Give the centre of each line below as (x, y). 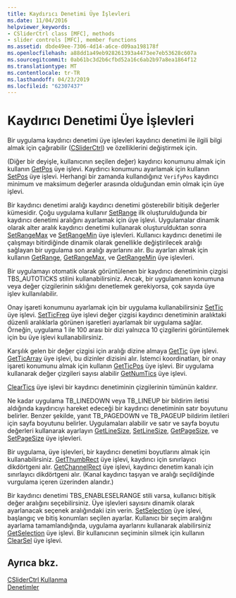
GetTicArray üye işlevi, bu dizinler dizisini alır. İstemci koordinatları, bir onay (117, 359)
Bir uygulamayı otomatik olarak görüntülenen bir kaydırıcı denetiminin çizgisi (118, 271)
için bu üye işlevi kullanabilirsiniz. (55, 337)
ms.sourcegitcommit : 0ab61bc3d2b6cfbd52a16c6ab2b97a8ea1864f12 (102, 60)
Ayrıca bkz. (33, 562)
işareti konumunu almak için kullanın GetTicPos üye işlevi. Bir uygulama (111, 366)
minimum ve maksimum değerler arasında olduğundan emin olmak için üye (116, 184)
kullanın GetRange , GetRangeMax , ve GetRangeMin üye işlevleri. (101, 257)
